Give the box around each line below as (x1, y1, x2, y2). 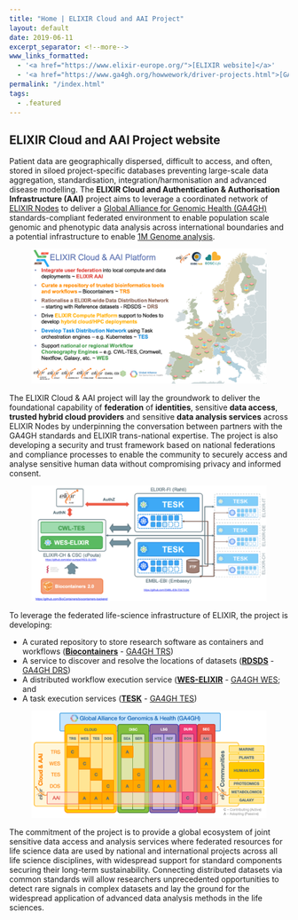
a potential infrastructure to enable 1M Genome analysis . (9, 232, 216, 242)
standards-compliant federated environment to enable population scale (9, 213, 270, 224)
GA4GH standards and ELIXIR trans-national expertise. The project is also (9, 430, 278, 441)
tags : (9, 89, 29, 98)
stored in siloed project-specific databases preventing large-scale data (9, 165, 269, 177)
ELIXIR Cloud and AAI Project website (9, 132, 221, 147)
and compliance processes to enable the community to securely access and (9, 449, 288, 460)
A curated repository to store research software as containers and (21, 637, 264, 648)
